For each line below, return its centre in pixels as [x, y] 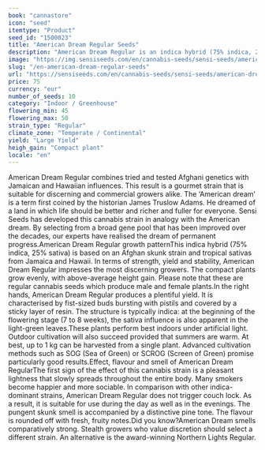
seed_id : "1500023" [40, 37]
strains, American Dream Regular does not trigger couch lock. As [146, 396]
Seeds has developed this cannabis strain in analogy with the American [124, 219]
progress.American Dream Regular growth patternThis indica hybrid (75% [128, 245]
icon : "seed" [30, 23]
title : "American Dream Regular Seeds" [74, 45]
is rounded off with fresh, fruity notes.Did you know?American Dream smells [132, 421]
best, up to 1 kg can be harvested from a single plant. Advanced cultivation [129, 345]
